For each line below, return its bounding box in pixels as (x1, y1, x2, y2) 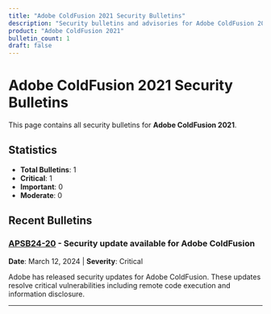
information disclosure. (8, 289, 85, 299)
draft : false (8, 42, 52, 50)
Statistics (8, 143, 58, 157)
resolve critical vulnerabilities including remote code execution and (8, 280, 231, 290)
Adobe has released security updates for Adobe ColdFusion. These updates (8, 271, 261, 282)
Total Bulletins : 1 (19, 164, 77, 174)
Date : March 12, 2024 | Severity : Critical (8, 256, 144, 266)
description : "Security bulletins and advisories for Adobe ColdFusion (8, 19, 254, 27)
